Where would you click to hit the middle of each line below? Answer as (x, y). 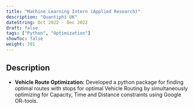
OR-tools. (26, 101)
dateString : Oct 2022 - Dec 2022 (47, 22)
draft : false (22, 28)
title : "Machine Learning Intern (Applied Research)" (73, 11)
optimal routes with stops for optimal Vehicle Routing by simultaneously (101, 88)
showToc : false (25, 39)
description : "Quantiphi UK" (42, 17)
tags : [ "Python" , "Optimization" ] (48, 33)
